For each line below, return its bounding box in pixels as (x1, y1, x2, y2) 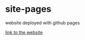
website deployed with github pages (5, 20, 80, 26)
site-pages (5, 3, 51, 15)
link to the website (5, 29, 43, 35)
